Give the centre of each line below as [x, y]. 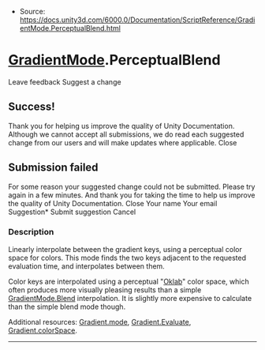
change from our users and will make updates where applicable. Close [123, 142]
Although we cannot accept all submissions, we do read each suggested [126, 134]
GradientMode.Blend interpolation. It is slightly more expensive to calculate [130, 298]
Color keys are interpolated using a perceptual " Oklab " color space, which [129, 281]
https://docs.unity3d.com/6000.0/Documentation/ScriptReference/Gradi [137, 20]
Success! [32, 107]
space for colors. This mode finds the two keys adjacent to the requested [127, 258]
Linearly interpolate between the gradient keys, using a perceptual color [125, 249]
